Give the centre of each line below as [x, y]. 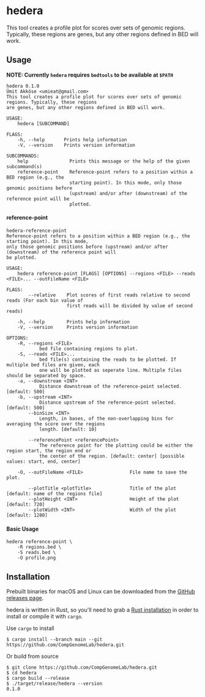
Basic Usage [22, 529]
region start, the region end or [49, 451]
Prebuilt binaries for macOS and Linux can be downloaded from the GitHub [101, 591]
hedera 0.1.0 [23, 86]
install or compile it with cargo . [45, 616]
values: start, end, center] [43, 461]
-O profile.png [37, 558]
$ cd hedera [21, 672]
